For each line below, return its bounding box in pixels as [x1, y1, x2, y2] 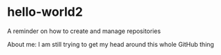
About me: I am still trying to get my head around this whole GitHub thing [7, 40, 214, 48]
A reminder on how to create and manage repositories [7, 27, 161, 35]
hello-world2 [7, 4, 83, 20]
